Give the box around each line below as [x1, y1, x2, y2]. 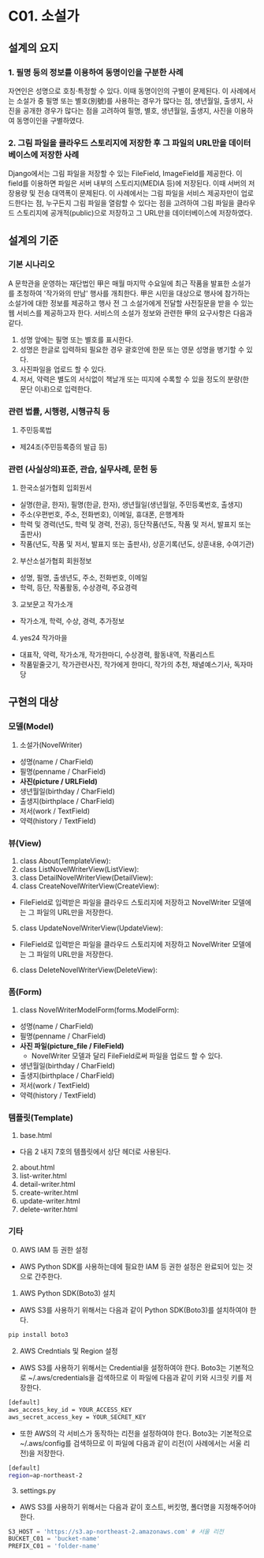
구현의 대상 [8, 695, 59, 708]
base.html [19, 1131, 53, 1140]
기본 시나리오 [8, 259, 55, 270]
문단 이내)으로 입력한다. [19, 384, 92, 393]
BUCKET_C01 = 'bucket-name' [8, 1535, 101, 1543]
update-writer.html [19, 1196, 80, 1206]
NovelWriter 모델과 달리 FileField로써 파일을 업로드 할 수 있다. [31, 1051, 223, 1061]
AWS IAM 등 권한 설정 [19, 1245, 88, 1255]
